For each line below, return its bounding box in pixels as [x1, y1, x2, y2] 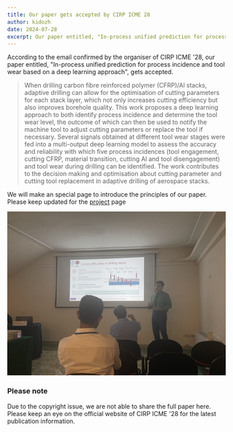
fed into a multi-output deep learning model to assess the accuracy [24, 140, 217, 148]
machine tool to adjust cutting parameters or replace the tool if [24, 126, 203, 134]
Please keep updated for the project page [7, 198, 126, 206]
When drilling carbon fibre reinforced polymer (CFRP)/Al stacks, [24, 81, 207, 89]
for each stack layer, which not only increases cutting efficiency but [24, 96, 218, 104]
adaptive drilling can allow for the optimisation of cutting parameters [24, 89, 220, 97]
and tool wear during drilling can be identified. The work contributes [24, 162, 219, 171]
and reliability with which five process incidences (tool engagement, [24, 148, 219, 156]
